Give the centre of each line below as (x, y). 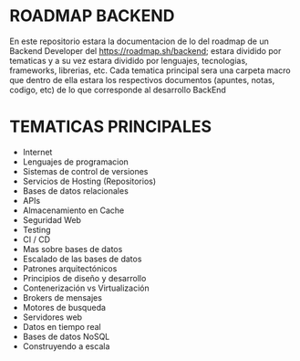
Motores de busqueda (64, 307)
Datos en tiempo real (62, 326)
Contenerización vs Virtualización (86, 288)
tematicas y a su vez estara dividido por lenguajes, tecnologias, (129, 60)
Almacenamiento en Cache (73, 210)
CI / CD (36, 239)
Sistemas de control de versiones (85, 171)
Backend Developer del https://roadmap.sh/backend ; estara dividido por (145, 50)
